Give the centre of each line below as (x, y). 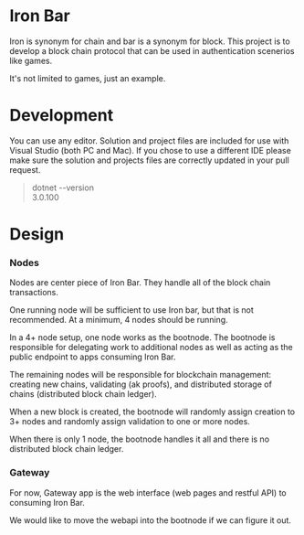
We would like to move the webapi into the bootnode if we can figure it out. (151, 520)
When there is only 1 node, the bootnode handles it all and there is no (140, 439)
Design (37, 235)
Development (62, 116)
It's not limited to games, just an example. (88, 78)
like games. (31, 60)
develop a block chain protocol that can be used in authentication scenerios (152, 50)
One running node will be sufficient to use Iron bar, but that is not (131, 310)
